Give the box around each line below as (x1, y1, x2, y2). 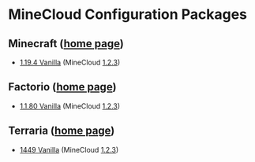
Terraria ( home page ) (8, 124, 115, 138)
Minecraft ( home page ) (8, 37, 124, 50)
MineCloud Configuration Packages (8, 6, 247, 24)
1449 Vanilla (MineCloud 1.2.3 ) (19, 145, 119, 154)
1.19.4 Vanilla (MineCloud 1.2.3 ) (19, 57, 121, 67)
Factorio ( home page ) (8, 80, 117, 94)
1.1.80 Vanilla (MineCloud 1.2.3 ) (19, 101, 121, 111)
